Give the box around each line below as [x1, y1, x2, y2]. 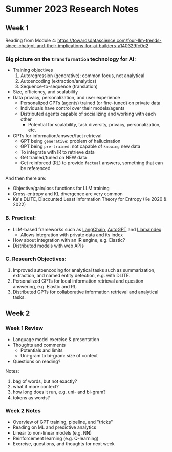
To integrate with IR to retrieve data [20, 149, 95, 155]
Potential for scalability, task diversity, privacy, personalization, [28, 122, 161, 128]
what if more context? [12, 383, 59, 389]
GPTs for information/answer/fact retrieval [12, 133, 102, 139]
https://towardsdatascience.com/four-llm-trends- [57, 37, 162, 43]
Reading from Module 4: [5, 37, 56, 43]
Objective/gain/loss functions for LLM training [12, 185, 110, 192]
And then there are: [5, 175, 46, 181]
